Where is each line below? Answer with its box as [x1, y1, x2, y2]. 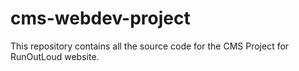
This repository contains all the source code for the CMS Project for [10, 40, 290, 52]
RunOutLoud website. [10, 50, 100, 62]
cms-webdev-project [10, 7, 191, 30]
